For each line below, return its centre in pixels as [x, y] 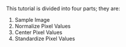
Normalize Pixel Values [43, 26]
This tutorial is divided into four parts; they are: [63, 9]
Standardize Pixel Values [45, 38]
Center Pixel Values [38, 32]
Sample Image [32, 20]
